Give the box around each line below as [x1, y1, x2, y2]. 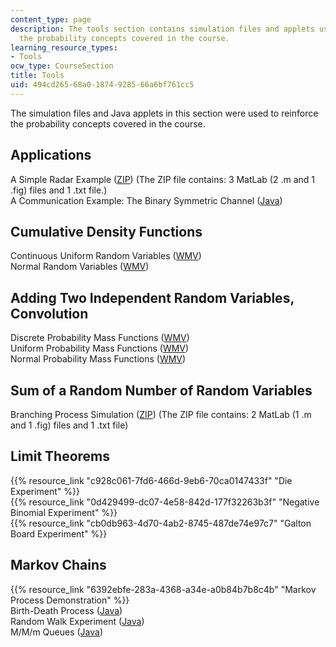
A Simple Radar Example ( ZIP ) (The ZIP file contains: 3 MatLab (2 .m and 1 [10, 173, 315, 185]
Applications [10, 147, 92, 164]
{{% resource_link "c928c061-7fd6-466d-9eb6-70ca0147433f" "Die [10, 474, 293, 486]
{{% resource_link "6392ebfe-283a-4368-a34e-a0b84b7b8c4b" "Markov [10, 583, 317, 595]
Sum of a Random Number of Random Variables [10, 382, 313, 399]
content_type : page [10, 14, 92, 25]
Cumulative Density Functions [10, 223, 203, 240]
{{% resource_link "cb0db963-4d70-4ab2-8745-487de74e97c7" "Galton [10, 517, 312, 529]
